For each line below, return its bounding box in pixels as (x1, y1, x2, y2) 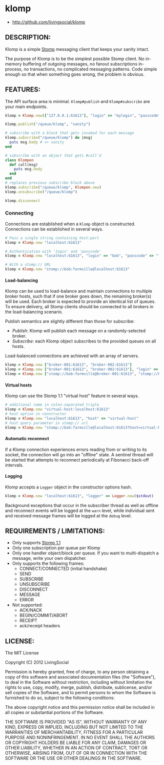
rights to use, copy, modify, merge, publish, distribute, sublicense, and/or (5, 684, 152, 690)
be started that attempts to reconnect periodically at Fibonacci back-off (5, 457, 149, 463)
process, (5, 66, 23, 72)
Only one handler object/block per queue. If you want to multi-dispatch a (12, 550, 159, 556)
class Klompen (5, 157, 34, 163)
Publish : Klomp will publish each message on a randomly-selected (12, 328, 146, 334)
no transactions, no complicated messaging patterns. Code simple (23, 66, 157, 72)
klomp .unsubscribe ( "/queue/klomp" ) (5, 189, 78, 194)
